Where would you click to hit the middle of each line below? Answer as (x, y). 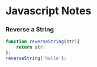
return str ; (31, 47)
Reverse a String (30, 30)
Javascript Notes (48, 11)
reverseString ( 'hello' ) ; (36, 58)
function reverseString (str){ (43, 42)
